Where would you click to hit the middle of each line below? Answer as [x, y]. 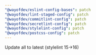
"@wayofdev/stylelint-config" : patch [44, 28]
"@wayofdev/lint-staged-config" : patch [47, 14]
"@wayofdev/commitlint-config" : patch [45, 19]
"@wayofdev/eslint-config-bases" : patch [48, 10]
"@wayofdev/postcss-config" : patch [42, 33]
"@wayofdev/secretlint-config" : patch [45, 24]
